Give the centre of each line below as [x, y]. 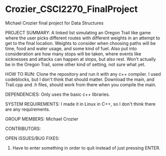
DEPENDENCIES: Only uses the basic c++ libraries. [58, 94]
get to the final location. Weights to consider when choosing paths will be [81, 43]
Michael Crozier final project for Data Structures [54, 23]
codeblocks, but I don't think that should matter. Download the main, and [80, 79]
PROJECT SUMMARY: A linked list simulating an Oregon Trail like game [78, 32]
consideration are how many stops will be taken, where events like [73, 54]
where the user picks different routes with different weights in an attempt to [83, 38]
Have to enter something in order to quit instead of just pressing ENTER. [86, 148]
